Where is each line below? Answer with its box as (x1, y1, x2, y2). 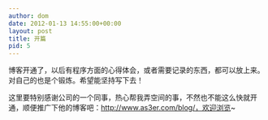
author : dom (8, 11, 49, 20)
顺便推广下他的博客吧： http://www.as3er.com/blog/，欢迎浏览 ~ (22, 103, 236, 113)
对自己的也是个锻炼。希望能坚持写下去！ (8, 75, 144, 85)
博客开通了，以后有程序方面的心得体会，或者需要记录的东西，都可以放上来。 (8, 66, 265, 75)
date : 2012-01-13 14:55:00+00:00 (8, 19, 122, 28)
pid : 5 (8, 42, 31, 50)
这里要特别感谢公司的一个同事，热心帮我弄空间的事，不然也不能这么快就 (8, 92, 250, 102)
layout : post (8, 27, 53, 35)
